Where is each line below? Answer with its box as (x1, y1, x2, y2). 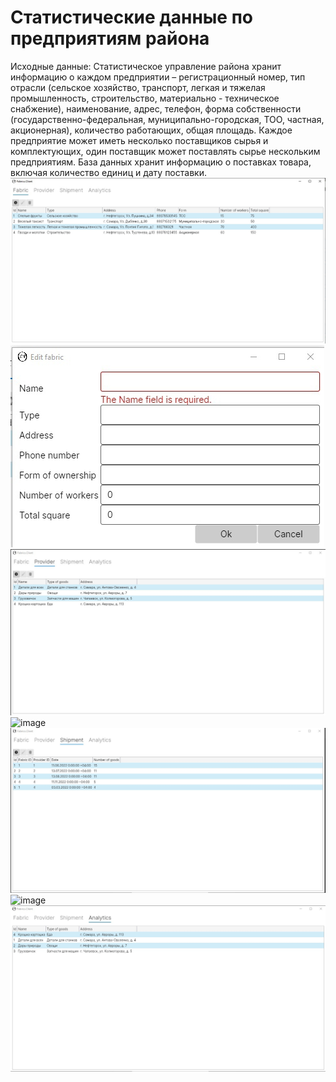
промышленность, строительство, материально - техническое (10, 92, 280, 104)
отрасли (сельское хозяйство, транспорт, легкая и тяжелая (10, 81, 266, 93)
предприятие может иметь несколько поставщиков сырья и (10, 134, 269, 146)
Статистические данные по (10, 6, 254, 29)
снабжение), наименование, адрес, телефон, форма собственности (10, 102, 302, 115)
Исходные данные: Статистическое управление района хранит (10, 60, 282, 72)
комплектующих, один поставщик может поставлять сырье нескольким (10, 145, 321, 157)
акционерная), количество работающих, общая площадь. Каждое (10, 124, 293, 136)
